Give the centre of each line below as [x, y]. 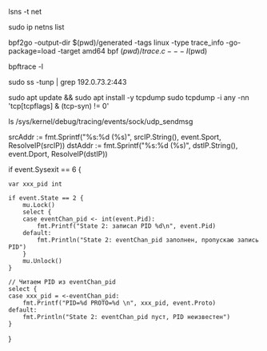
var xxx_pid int [35, 184]
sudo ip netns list [36, 27]
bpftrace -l [26, 66]
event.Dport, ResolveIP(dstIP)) [58, 154]
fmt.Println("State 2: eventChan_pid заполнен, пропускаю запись [148, 240]
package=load [32, 51]
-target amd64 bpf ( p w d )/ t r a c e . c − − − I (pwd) [132, 51]
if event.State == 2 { [46, 198]
